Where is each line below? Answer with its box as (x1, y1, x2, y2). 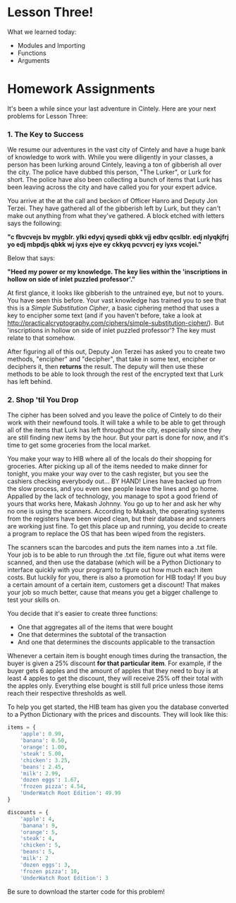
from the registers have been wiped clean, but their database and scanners (7, 514, 226, 523)
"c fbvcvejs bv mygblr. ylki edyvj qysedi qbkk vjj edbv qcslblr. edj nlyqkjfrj (7, 233, 229, 241)
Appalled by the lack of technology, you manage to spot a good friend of (7, 492, 218, 501)
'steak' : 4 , (20, 835, 55, 842)
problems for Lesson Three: (7, 111, 88, 120)
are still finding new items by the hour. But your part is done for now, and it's (7, 433, 229, 442)
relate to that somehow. (7, 334, 76, 342)
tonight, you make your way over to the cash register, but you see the (7, 470, 209, 478)
